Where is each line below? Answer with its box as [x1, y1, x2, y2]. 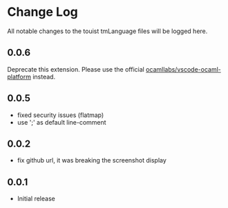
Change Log [7, 4, 78, 20]
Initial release [17, 194, 55, 203]
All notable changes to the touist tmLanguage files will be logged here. [7, 27, 208, 35]
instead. [32, 72, 56, 81]
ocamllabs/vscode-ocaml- [146, 65, 221, 73]
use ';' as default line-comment [17, 118, 106, 126]
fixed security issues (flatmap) [17, 111, 104, 119]
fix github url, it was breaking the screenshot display [17, 156, 167, 165]
